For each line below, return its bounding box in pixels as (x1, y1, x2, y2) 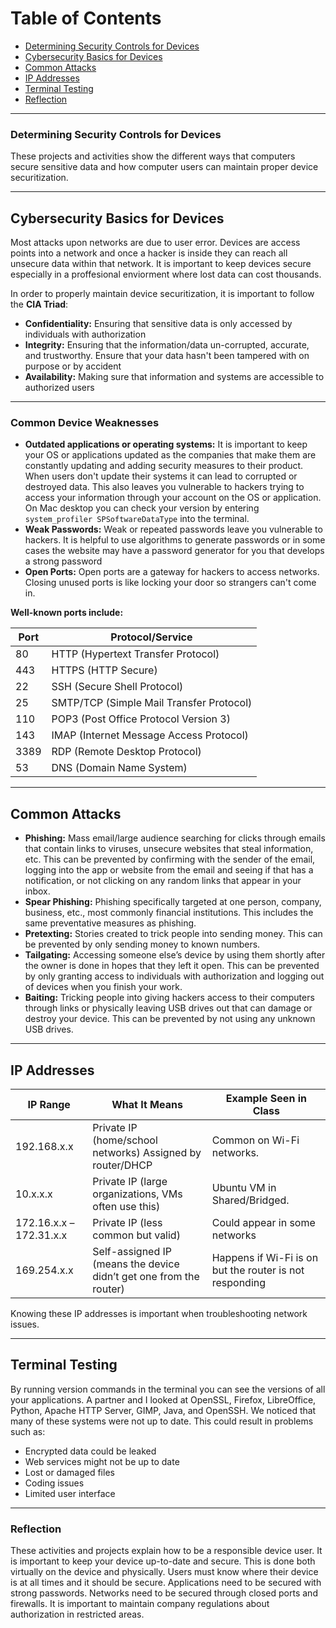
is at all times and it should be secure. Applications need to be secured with (10, 1577, 322, 1589)
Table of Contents (10, 7, 162, 30)
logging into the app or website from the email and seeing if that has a (24, 864, 314, 876)
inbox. (24, 885, 51, 897)
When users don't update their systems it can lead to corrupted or (24, 470, 298, 482)
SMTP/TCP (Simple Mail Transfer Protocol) (51, 696, 253, 710)
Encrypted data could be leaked (24, 1445, 157, 1457)
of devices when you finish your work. (24, 981, 183, 993)
